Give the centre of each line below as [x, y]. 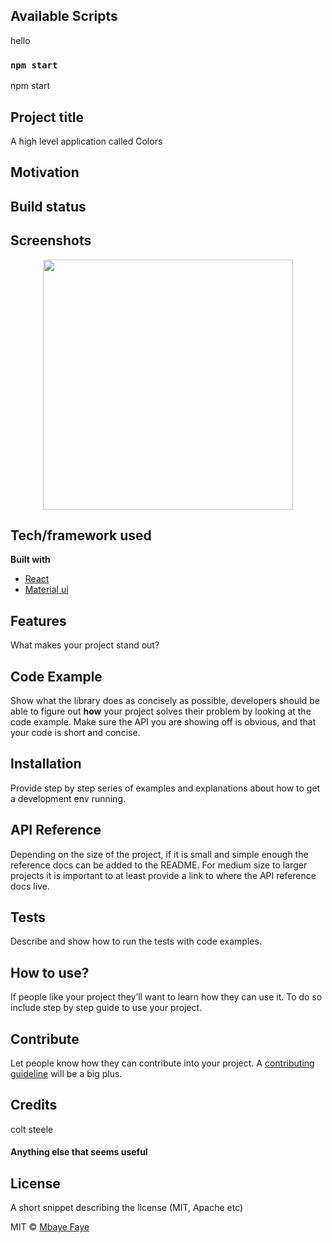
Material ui [46, 590]
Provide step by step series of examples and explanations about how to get [165, 788]
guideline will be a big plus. [66, 1074]
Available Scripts [64, 16]
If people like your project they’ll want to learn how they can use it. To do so [166, 997]
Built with [30, 560]
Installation [46, 764]
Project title [47, 117]
